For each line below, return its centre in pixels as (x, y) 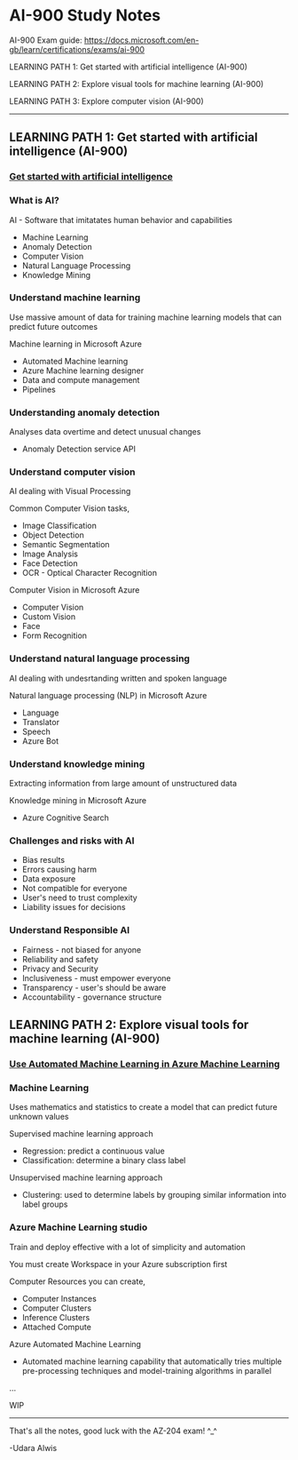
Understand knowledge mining (77, 763)
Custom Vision (49, 617)
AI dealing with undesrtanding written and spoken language (118, 678)
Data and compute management (81, 379)
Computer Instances (59, 1298)
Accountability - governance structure (92, 997)
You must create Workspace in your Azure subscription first (118, 1264)
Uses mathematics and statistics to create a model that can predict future (143, 1107)
